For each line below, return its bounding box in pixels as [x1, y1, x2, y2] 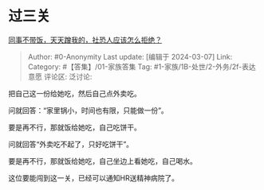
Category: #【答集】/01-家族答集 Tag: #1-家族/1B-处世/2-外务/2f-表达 [27, 61, 257, 72]
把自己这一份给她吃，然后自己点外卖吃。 [8, 88, 141, 98]
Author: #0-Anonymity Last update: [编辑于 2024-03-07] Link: [27, 52, 233, 61]
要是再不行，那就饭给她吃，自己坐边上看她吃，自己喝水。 [8, 156, 197, 165]
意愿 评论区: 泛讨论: [27, 72, 93, 81]
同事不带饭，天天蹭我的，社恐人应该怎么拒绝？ [8, 35, 162, 45]
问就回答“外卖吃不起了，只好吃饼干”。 [8, 139, 134, 149]
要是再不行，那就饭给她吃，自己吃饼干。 [8, 122, 141, 132]
